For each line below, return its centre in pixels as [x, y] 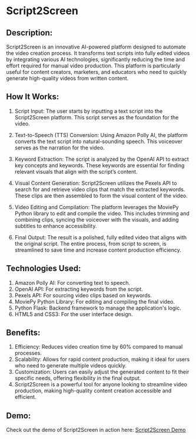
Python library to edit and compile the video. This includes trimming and [102, 213]
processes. [28, 353]
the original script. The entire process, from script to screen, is [90, 243]
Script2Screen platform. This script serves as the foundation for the [97, 117]
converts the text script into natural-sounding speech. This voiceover [98, 141]
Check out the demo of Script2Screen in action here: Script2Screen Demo [96, 430]
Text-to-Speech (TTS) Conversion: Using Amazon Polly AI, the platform [101, 135]
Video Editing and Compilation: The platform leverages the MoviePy [97, 207]
